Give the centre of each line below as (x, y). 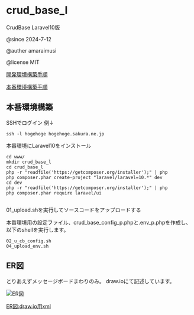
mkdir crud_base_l (29, 162)
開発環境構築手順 (27, 74)
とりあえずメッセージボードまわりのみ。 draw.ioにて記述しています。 (90, 281)
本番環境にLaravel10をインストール (49, 145)
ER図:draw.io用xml (29, 306)
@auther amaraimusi (31, 50)
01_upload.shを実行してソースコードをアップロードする (74, 210)
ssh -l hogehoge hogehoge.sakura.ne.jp (55, 134)
